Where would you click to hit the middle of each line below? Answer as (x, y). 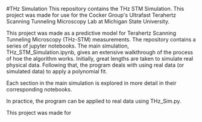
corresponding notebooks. (39, 89)
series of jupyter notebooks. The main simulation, (68, 46)
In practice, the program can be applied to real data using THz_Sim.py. (94, 101)
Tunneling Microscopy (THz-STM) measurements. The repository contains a (101, 39)
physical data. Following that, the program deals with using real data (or (95, 65)
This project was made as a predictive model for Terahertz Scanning (91, 33)
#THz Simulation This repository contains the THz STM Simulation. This (95, 9)
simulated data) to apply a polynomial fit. (57, 71)
